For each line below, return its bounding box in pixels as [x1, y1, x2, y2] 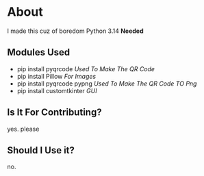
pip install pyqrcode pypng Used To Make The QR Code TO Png [16, 79, 197, 88]
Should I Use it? [7, 144, 75, 156]
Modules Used [7, 47, 71, 58]
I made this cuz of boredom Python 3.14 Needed [7, 27, 144, 35]
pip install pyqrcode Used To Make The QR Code [16, 64, 155, 73]
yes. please [7, 125, 40, 133]
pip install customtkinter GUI [16, 86, 97, 95]
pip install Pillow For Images [16, 72, 97, 80]
